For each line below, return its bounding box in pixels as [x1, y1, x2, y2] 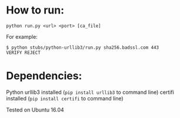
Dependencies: [6, 69, 82, 83]
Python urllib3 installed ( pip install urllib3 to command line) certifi [6, 89, 175, 96]
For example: [6, 33, 38, 40]
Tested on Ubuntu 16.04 [6, 106, 65, 113]
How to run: [6, 4, 65, 17]
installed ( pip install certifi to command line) [6, 95, 124, 102]
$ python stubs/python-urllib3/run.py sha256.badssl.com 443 [6, 45, 159, 50]
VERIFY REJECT [6, 49, 41, 56]
